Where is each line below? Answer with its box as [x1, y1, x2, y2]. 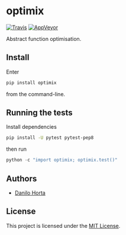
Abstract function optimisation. [6, 35, 82, 42]
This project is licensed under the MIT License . [6, 222, 121, 229]
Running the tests [6, 108, 73, 118]
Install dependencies [6, 123, 57, 131]
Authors [6, 173, 37, 183]
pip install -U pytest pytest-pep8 [6, 135, 94, 141]
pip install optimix [6, 80, 57, 85]
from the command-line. [6, 90, 66, 97]
